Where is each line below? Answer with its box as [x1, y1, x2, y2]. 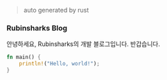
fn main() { [6, 54, 41, 61]
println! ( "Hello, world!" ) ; [19, 61, 100, 67]
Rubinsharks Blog [6, 23, 67, 33]
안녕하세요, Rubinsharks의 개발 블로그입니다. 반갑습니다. [6, 40, 161, 48]
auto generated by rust [23, 6, 89, 14]
